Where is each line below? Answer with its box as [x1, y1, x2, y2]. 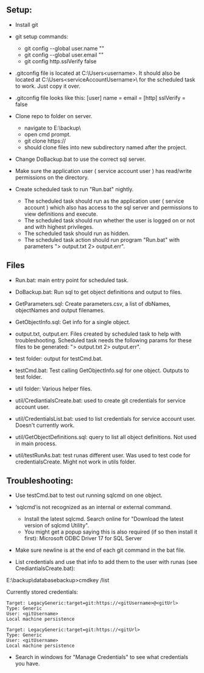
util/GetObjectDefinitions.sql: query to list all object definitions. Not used [15, 433, 197, 440]
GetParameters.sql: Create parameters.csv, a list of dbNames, [15, 300, 171, 307]
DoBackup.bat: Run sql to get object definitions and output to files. [15, 288, 183, 295]
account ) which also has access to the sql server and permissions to [24, 203, 199, 211]
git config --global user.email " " [24, 51, 104, 58]
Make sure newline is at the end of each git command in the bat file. [15, 546, 186, 554]
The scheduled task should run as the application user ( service [24, 197, 185, 205]
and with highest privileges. [24, 223, 94, 230]
